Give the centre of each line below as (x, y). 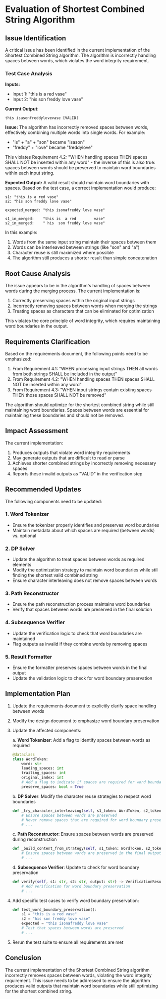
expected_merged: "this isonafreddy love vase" (55, 210)
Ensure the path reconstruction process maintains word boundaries (81, 604)
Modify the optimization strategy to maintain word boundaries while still (85, 570)
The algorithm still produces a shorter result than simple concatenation (84, 258)
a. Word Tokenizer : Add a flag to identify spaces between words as (81, 740)
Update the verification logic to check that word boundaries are (77, 633)
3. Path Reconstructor (32, 593)
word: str (31, 764)
